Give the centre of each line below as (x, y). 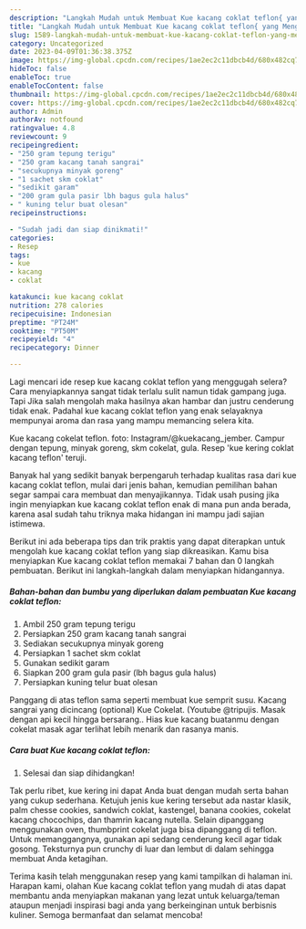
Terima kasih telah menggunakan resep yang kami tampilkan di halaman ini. (151, 876)
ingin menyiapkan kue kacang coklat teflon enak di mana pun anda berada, (150, 504)
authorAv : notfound (46, 120)
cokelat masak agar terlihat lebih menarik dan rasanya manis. (124, 729)
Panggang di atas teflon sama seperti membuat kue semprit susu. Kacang (148, 700)
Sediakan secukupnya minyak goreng (93, 643)
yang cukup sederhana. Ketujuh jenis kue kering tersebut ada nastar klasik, (150, 800)
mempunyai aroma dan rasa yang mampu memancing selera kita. (132, 420)
